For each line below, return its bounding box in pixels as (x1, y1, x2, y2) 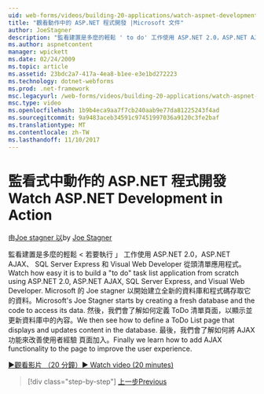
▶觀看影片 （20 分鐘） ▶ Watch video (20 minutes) (8, 360, 174, 370)
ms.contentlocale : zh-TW (8, 128, 90, 136)
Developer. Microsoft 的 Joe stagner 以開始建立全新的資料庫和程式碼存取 (8, 286, 244, 296)
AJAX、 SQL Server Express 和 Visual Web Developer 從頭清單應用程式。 (8, 260, 246, 269)
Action (8, 206, 53, 224)
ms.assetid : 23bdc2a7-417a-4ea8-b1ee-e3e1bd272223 (8, 70, 178, 78)
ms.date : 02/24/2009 (8, 56, 76, 64)
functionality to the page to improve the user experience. (8, 344, 192, 354)
